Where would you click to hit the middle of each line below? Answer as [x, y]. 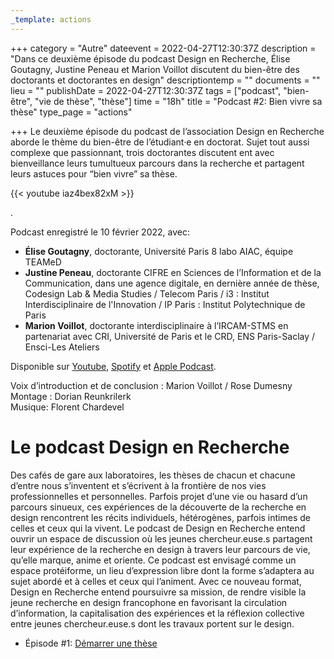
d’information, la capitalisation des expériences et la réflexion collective [157, 613]
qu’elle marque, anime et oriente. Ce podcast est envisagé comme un [153, 560]
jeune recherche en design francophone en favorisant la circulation [149, 602]
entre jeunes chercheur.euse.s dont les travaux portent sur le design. [152, 623]
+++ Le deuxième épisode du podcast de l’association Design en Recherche [167, 131]
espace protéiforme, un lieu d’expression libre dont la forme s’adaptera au [162, 570]
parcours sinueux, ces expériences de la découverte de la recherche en [158, 507]
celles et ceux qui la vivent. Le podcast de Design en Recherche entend [158, 528]
